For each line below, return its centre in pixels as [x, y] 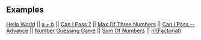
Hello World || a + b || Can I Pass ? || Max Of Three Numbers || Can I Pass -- [101, 24]
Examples [25, 10]
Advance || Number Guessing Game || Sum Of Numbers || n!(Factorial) [94, 30]
